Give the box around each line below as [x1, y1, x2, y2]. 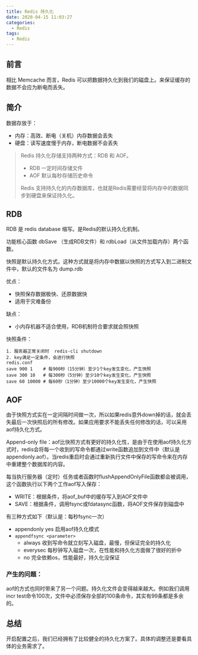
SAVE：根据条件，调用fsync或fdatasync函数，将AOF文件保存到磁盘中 [14, 500, 184, 508]
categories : [6, 19, 35, 25]
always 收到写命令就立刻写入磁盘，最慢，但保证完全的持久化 [23, 539, 171, 546]
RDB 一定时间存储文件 [29, 164, 83, 171]
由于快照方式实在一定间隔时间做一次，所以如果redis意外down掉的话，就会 [6, 411, 187, 418]
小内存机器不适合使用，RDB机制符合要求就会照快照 [14, 323, 140, 330]
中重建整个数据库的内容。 [6, 461, 68, 468]
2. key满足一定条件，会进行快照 [6, 355, 75, 361]
